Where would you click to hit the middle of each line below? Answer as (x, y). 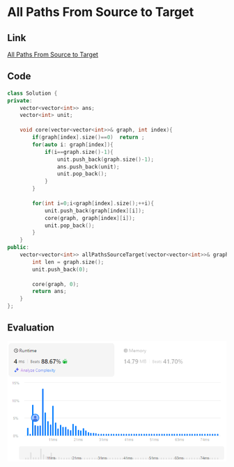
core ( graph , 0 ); (56, 284)
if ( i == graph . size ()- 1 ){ (79, 152)
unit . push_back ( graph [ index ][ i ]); (94, 211)
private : (20, 101)
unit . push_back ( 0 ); (61, 269)
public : (18, 248)
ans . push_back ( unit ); (88, 167)
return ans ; (50, 292)
